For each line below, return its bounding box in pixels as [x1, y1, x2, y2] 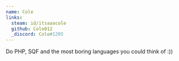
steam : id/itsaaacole [11, 20, 67, 26]
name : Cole [6, 8, 34, 15]
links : [6, 14, 23, 21]
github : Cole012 [11, 25, 53, 32]
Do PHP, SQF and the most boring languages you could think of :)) [6, 48, 173, 55]
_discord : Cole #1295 [11, 31, 64, 37]
